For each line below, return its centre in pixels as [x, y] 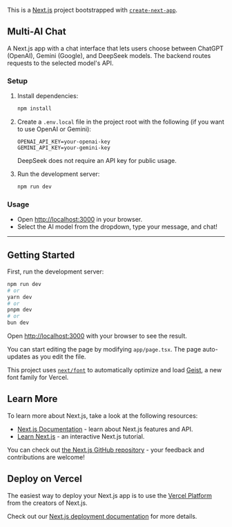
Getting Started [41, 255]
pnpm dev [20, 310]
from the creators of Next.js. [47, 503]
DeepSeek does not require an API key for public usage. [97, 160]
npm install [34, 109]
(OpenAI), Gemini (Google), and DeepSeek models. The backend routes [109, 55]
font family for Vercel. [38, 377]
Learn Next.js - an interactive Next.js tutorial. [81, 436]
